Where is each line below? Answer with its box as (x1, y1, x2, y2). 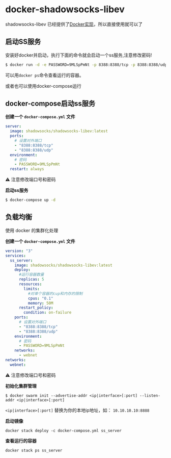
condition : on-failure (23, 310, 72, 315)
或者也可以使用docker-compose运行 (5, 83, 81, 89)
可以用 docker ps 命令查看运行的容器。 (5, 72, 84, 78)
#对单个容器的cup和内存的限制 (27, 291, 83, 296)
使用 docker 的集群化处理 (5, 227, 59, 233)
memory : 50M (27, 300, 53, 306)
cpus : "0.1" (27, 296, 53, 301)
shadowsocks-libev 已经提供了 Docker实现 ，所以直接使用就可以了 (5, 21, 143, 27)
